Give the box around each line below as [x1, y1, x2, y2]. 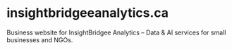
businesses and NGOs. [6, 35, 73, 44]
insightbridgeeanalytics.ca [6, 5, 169, 21]
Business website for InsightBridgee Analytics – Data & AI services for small [6, 28, 226, 37]
